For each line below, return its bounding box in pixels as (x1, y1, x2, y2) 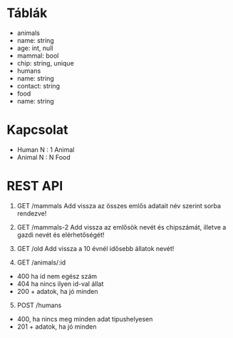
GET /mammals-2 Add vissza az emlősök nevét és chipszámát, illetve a (16, 222, 227, 231)
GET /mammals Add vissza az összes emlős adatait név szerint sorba (16, 201, 222, 210)
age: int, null (16, 43, 53, 52)
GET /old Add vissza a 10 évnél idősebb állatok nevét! (16, 244, 175, 252)
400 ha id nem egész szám (16, 272, 98, 280)
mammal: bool (16, 51, 59, 60)
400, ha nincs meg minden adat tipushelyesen (16, 314, 153, 323)
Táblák (6, 5, 48, 21)
